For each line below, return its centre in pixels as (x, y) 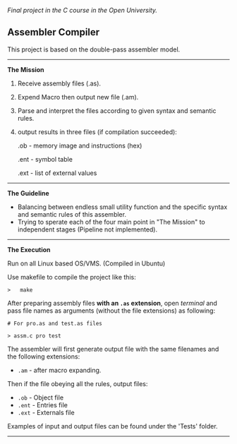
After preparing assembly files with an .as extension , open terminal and (112, 303)
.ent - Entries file (43, 404)
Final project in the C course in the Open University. (82, 10)
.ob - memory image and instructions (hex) (80, 145)
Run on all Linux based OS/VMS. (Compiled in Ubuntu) (86, 263)
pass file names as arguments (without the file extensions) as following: (111, 311)
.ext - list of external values (57, 173)
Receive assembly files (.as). (59, 83)
